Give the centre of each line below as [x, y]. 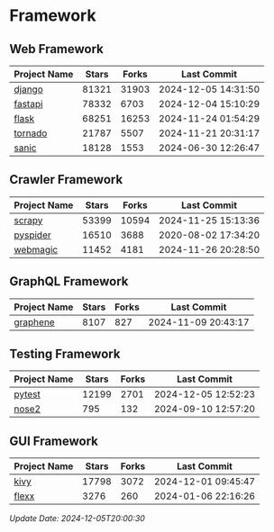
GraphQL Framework [69, 281]
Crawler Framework [66, 180]
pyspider [32, 235]
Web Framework [56, 49]
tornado [31, 133]
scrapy [28, 220]
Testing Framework [65, 354]
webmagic [36, 249]
